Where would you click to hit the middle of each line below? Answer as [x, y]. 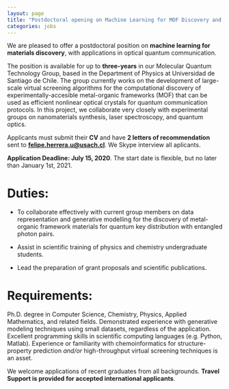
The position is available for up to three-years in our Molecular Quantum [109, 66]
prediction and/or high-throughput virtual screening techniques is [125, 351]
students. [30, 255]
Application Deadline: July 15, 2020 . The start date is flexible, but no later [112, 158]
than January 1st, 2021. [40, 166]
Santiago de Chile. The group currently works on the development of [104, 81]
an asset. [20, 358]
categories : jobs [32, 26]
